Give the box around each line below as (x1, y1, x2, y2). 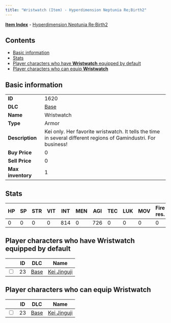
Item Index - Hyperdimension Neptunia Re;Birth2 (5, 21, 108, 27)
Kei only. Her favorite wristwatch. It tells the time (44, 128, 160, 135)
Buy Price (8, 149, 32, 156)
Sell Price (8, 157, 32, 164)
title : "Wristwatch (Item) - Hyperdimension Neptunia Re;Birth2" (5, 7, 147, 13)
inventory (8, 172, 32, 179)
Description (8, 134, 37, 141)
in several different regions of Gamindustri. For (44, 134, 156, 141)
